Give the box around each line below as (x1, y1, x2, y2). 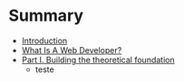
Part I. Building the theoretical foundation (21, 54, 175, 65)
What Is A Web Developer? (21, 44, 122, 55)
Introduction (21, 35, 68, 46)
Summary (8, 5, 83, 26)
